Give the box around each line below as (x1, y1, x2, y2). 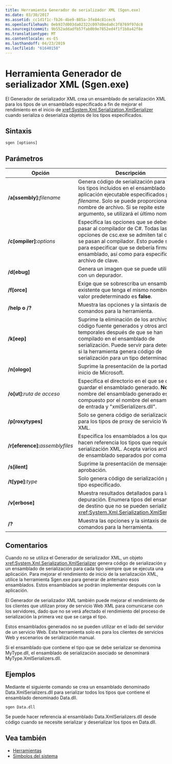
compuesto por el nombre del (78, 397, 149, 404)
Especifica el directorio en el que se (78, 377, 164, 385)
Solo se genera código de (78, 411, 140, 418)
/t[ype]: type (8, 478, 37, 485)
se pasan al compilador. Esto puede (78, 238, 164, 245)
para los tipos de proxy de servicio (78, 418, 161, 425)
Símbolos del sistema (12, 753, 58, 759)
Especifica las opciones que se (78, 218, 153, 226)
